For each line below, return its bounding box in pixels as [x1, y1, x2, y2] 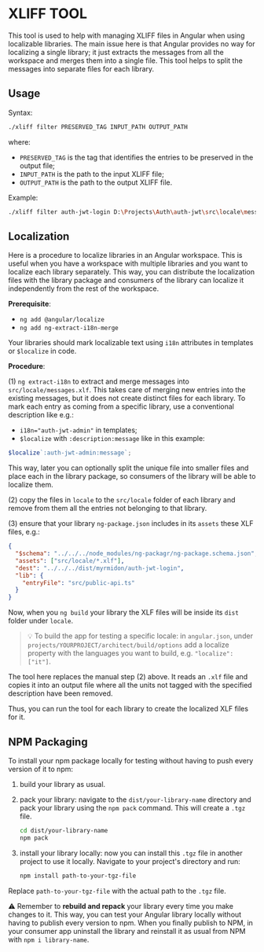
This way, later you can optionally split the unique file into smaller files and [8, 463, 249, 472]
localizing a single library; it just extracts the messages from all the [8, 47, 224, 57]
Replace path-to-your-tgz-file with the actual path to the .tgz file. [8, 886, 226, 895]
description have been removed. [8, 689, 113, 698]
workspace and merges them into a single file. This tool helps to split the [8, 56, 244, 65]
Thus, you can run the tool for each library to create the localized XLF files [8, 704, 249, 714]
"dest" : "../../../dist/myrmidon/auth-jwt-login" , [15, 564, 185, 572]
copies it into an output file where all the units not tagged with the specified [8, 681, 253, 690]
